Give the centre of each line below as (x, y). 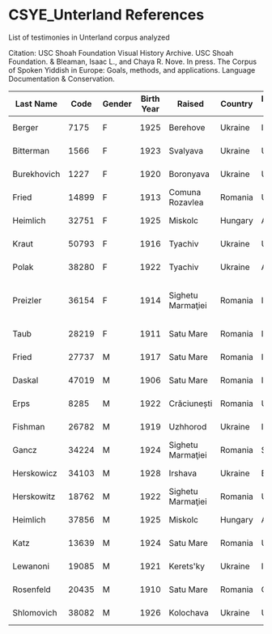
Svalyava (186, 150)
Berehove (187, 127)
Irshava (183, 473)
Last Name (36, 104)
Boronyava (189, 174)
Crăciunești (191, 404)
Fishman (29, 426)
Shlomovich (35, 612)
